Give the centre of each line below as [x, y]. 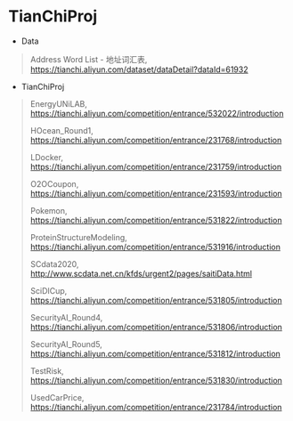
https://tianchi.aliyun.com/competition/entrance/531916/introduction [155, 247]
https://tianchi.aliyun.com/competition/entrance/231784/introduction [156, 407]
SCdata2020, [54, 263]
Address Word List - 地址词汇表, [89, 59]
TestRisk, [47, 370]
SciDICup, [49, 290]
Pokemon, [49, 210]
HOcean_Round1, [62, 130]
